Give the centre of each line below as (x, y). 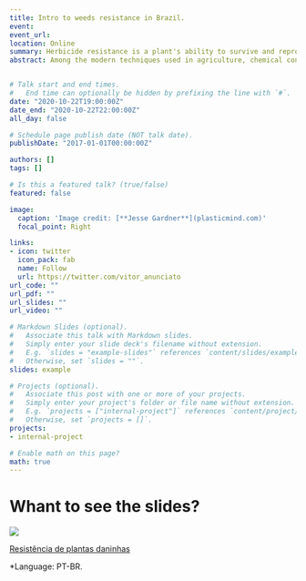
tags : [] (26, 168)
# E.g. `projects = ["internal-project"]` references (117, 412)
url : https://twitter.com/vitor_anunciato (99, 277)
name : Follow (42, 269)
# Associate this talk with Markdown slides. (102, 336)
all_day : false (38, 118)
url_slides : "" (38, 302)
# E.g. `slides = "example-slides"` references (106, 352)
